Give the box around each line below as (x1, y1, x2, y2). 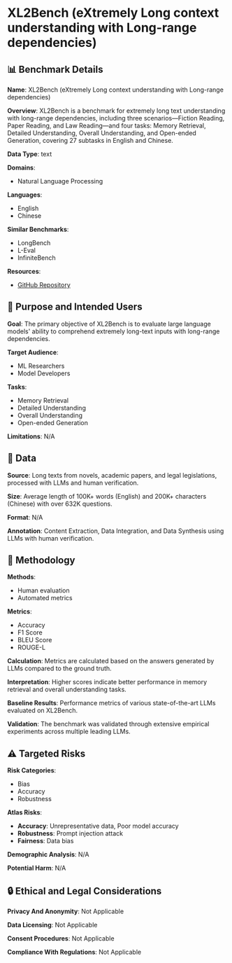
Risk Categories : (7, 766, 57, 775)
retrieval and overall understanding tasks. (7, 685, 127, 694)
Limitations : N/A (7, 432, 55, 441)
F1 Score (17, 628, 43, 637)
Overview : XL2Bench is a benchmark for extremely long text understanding (7, 106, 226, 115)
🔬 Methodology (7, 555, 75, 567)
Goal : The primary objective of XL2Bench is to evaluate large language (7, 319, 211, 328)
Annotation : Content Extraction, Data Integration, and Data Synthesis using (7, 527, 224, 535)
